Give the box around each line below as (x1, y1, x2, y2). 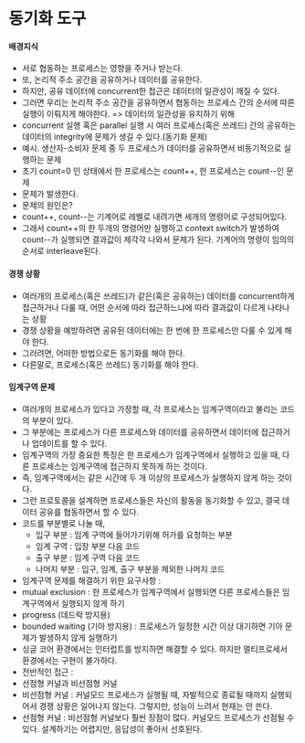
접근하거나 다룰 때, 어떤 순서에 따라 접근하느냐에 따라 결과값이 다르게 (21, 302, 266, 313)
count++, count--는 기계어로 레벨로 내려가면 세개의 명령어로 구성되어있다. (21, 211, 288, 222)
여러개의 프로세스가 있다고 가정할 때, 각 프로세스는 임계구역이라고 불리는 (21, 403, 279, 414)
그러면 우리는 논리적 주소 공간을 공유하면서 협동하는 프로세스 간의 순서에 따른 (21, 97, 296, 108)
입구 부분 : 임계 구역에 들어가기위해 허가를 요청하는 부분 (35, 529, 234, 540)
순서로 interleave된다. (21, 246, 101, 257)
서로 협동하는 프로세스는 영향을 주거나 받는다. (21, 63, 184, 74)
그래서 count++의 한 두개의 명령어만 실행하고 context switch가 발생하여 (21, 223, 279, 234)
